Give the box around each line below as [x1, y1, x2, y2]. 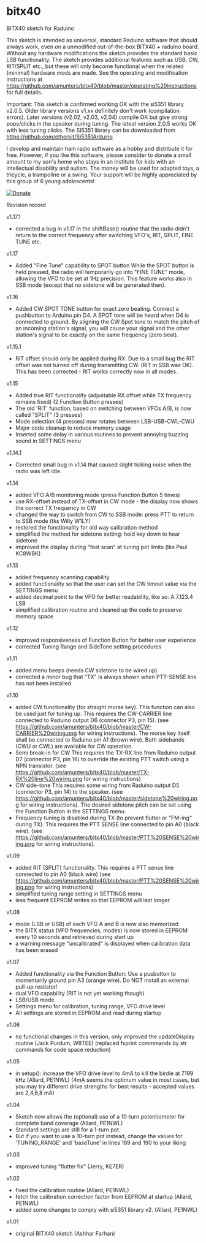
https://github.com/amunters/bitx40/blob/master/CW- [15, 723, 152, 730]
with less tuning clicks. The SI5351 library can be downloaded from [6, 126, 176, 134]
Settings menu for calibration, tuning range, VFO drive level [15, 1002, 166, 1009]
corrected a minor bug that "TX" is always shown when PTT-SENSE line [15, 673, 197, 680]
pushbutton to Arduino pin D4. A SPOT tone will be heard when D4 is [15, 311, 189, 319]
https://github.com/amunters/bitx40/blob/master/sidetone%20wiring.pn [15, 794, 198, 802]
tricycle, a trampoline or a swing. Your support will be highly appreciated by [6, 170, 197, 178]
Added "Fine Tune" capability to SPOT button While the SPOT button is [15, 262, 194, 269]
